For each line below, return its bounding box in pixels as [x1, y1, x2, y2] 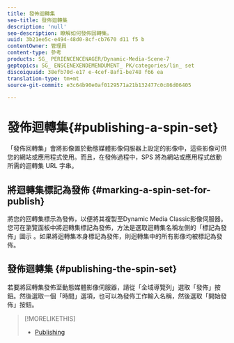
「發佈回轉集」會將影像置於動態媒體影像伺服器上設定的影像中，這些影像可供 [7, 144, 227, 153]
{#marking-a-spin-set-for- [91, 184, 211, 196]
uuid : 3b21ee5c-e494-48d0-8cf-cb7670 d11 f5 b [7, 36, 145, 43]
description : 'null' [7, 23, 68, 30]
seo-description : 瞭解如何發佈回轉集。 [7, 29, 113, 37]
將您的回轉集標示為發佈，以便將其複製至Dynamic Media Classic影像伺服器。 [7, 215, 227, 223]
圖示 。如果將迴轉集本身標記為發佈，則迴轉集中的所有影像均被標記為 [19, 232, 217, 241]
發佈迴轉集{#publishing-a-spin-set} [7, 120, 219, 136]
